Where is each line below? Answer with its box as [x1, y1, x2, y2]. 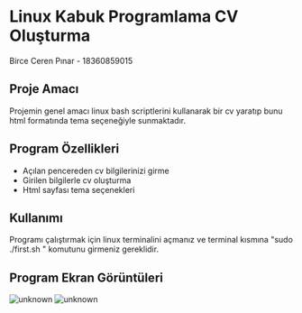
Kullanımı [9, 210, 63, 226]
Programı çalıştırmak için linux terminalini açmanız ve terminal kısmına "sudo [9, 235, 293, 245]
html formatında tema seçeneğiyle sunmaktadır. [9, 115, 187, 125]
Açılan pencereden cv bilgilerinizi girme [22, 165, 169, 176]
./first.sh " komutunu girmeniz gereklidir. [9, 244, 160, 254]
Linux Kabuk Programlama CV [9, 6, 239, 27]
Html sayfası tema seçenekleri [22, 184, 135, 195]
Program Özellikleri [9, 142, 120, 157]
